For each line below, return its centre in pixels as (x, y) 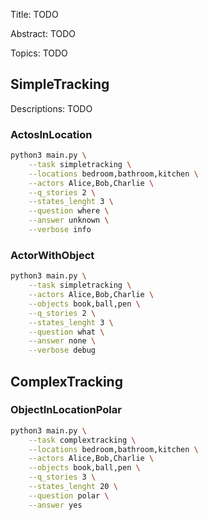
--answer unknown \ (69, 220)
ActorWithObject (52, 255)
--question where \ (69, 211)
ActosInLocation (51, 134)
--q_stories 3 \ (62, 477)
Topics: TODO (39, 53)
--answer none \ (62, 341)
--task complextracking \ (82, 440)
